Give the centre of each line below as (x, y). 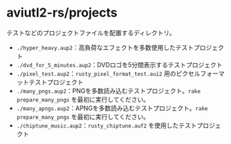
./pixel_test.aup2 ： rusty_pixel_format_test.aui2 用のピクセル (108, 73)
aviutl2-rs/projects (62, 13)
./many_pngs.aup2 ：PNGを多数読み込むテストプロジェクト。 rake (109, 91)
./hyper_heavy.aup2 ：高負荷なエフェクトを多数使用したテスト (105, 47)
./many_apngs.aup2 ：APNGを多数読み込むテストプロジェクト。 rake (112, 108)
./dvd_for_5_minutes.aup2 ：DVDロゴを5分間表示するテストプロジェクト (119, 64)
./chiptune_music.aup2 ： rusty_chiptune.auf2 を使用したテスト (107, 125)
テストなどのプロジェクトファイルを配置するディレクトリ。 (91, 33)
